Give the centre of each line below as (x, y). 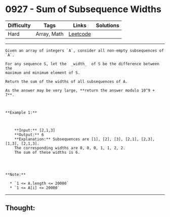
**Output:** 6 (29, 135)
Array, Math (50, 34)
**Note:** (16, 175)
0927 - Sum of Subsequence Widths (83, 9)
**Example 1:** (21, 112)
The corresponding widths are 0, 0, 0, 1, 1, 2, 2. (70, 148)
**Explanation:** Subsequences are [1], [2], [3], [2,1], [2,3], (85, 139)
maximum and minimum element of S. (43, 73)
